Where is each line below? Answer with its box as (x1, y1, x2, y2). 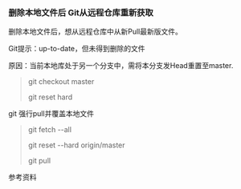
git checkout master (27, 77, 95, 86)
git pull (27, 156, 51, 166)
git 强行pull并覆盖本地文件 (8, 109, 95, 119)
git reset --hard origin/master (27, 140, 126, 150)
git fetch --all (27, 125, 72, 135)
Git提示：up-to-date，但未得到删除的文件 (8, 44, 146, 54)
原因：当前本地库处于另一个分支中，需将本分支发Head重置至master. (8, 61, 234, 70)
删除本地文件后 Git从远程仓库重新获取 (8, 6, 154, 18)
